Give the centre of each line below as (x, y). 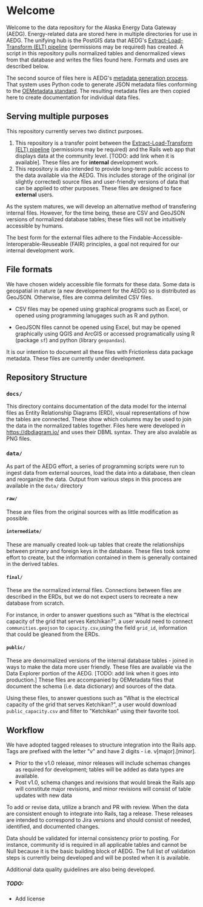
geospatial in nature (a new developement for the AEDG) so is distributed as (101, 291)
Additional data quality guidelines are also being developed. (81, 869)
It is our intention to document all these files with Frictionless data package (100, 352)
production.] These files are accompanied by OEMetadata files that (90, 680)
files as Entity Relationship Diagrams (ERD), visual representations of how (98, 413)
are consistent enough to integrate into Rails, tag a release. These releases (99, 814)
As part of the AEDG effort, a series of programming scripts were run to (95, 466)
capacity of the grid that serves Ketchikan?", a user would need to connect (99, 621)
